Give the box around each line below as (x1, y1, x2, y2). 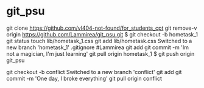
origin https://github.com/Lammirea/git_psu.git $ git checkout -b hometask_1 (6, 30, 199, 38)
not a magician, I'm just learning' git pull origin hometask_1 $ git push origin (6, 50, 195, 57)
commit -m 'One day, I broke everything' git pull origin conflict (6, 75, 163, 82)
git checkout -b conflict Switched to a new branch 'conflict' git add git (6, 68, 182, 75)
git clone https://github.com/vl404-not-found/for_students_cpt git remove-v (6, 24, 197, 32)
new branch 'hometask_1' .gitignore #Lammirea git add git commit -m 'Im (6, 44, 189, 51)
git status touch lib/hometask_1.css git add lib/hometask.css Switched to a (6, 37, 192, 44)
